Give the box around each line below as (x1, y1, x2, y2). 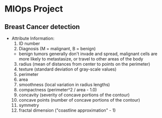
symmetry (18, 103, 39, 108)
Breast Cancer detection (4, 23, 80, 31)
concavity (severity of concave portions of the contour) (18, 92, 130, 98)
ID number (18, 41, 40, 46)
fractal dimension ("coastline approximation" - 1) (18, 107, 116, 113)
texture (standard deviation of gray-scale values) (18, 66, 117, 72)
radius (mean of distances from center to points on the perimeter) (18, 61, 150, 67)
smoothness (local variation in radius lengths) (18, 82, 110, 88)
